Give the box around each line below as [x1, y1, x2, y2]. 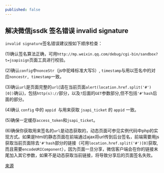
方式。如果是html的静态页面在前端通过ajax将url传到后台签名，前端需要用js [9, 134, 160, 140]
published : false [5, 7, 41, 12]
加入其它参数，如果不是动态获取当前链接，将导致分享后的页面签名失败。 [9, 152, 155, 158]
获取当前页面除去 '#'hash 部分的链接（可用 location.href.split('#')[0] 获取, [5, 140, 158, 146]
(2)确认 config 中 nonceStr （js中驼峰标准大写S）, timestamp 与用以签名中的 [5, 67, 152, 74]
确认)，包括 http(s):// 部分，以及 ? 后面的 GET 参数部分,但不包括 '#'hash [14, 90, 153, 96]
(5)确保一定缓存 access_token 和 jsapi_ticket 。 [5, 117, 98, 123]
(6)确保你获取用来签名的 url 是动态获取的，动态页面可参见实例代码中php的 [5, 128, 154, 134]
